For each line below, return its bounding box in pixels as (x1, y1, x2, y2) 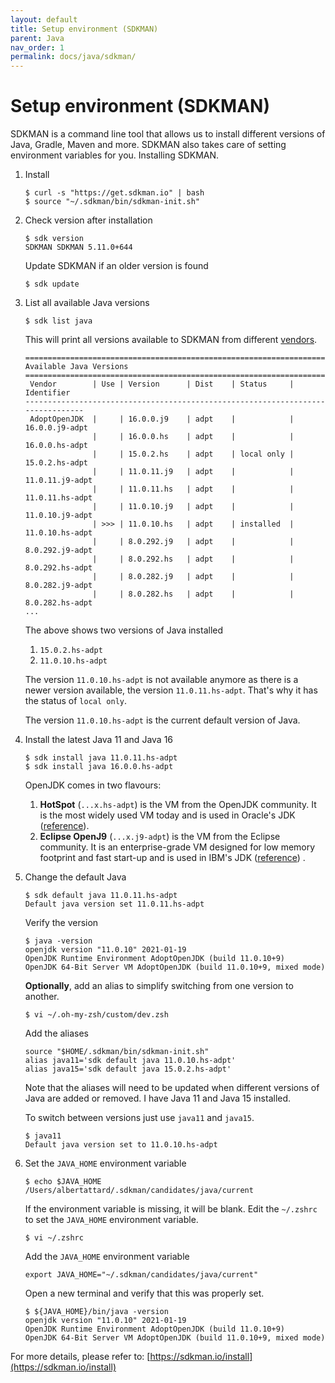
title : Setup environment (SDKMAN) (10, 24, 159, 34)
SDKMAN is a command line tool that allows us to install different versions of (10, 128, 326, 140)
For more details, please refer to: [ (10, 1351, 151, 1363)
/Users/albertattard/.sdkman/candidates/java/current (24, 1186, 254, 1196)
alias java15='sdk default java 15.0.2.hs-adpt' (24, 1064, 232, 1075)
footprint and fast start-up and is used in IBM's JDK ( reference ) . (39, 852, 306, 864)
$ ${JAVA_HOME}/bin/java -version (24, 1307, 169, 1317)
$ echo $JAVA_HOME (24, 1177, 102, 1187)
